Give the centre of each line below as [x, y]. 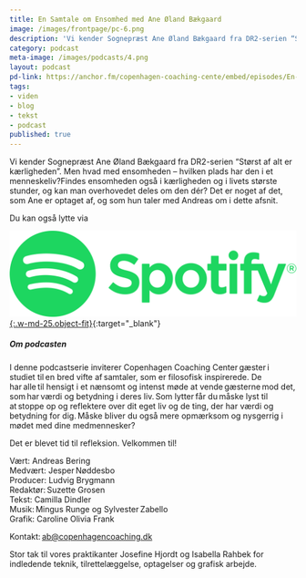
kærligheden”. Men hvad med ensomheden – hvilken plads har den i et [141, 171]
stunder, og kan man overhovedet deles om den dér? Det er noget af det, [147, 191]
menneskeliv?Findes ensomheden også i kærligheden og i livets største [143, 181]
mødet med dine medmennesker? [72, 425]
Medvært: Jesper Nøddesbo [62, 470]
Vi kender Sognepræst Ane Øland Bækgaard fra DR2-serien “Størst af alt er [151, 162]
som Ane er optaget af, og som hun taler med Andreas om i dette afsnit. [144, 201]
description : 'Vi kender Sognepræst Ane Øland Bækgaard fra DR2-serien [148, 38]
